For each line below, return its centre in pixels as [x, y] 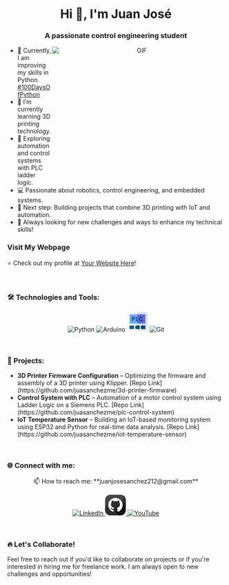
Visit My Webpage [39, 248]
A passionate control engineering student [116, 36]
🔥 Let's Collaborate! [41, 544]
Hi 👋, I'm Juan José [116, 14]
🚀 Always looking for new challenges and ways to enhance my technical [120, 222]
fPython [28, 95]
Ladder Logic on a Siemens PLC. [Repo [73, 405]
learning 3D [34, 117]
